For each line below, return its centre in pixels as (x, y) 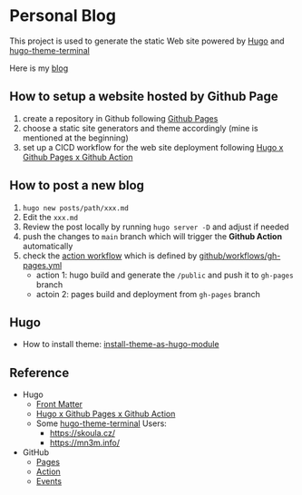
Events (49, 481)
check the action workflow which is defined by (110, 256)
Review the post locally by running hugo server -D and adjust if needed (156, 227)
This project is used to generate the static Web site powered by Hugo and (147, 41)
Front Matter (59, 404)
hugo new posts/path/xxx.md (75, 208)
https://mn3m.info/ (85, 443)
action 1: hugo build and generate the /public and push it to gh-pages (165, 275)
